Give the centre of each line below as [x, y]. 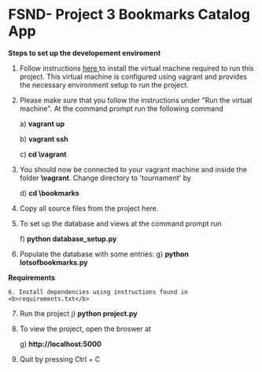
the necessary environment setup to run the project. [104, 85]
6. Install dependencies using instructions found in [98, 292]
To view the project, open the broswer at [85, 329]
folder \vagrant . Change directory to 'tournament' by [105, 178]
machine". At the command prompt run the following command [122, 109]
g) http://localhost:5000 [61, 344]
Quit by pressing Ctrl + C [60, 359]
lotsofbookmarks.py [54, 262]
